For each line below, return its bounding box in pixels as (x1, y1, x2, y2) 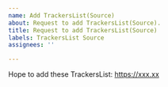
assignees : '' (8, 41, 55, 49)
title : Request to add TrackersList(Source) (8, 26, 158, 34)
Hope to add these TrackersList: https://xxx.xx (8, 70, 160, 79)
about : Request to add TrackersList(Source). (8, 19, 161, 27)
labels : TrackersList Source (8, 33, 105, 42)
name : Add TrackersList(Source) (8, 11, 115, 20)
